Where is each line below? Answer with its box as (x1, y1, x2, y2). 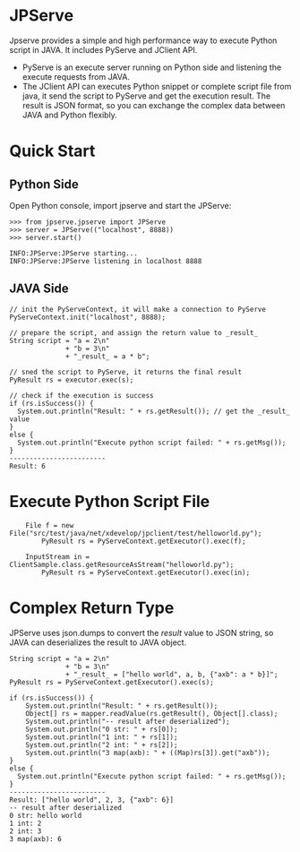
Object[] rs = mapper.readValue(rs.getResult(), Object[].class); (25, 709, 279, 718)
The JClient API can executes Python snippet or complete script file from (21, 81, 292, 91)
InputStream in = (25, 552, 90, 561)
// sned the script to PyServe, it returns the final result (9, 367, 243, 376)
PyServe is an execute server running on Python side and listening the (21, 62, 282, 73)
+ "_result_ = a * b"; (65, 351, 150, 361)
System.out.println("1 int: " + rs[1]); (25, 732, 178, 742)
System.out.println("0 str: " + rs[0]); (25, 725, 178, 734)
